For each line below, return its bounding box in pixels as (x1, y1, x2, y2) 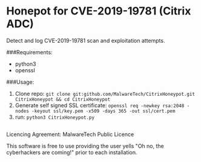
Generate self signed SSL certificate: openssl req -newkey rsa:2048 (15, 101, 185, 109)
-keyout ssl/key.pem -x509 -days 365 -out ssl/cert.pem (31, 108, 176, 114)
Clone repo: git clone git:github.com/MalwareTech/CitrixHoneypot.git (15, 90, 196, 97)
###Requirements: (6, 48, 53, 55)
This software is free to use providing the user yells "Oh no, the (6, 143, 165, 150)
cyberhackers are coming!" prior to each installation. (6, 149, 137, 156)
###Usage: (6, 78, 35, 86)
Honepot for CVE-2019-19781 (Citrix (6, 4, 191, 18)
